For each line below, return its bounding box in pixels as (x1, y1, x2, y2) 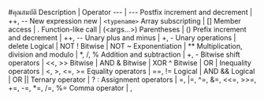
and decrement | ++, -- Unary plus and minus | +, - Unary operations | (8, 33, 236, 43)
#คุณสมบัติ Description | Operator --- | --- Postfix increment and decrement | (8, 8, 253, 17)
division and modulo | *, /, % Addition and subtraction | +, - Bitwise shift (8, 50, 240, 59)
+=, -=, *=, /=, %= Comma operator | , (8, 83, 132, 92)
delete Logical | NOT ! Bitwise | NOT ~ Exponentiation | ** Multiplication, (8, 42, 243, 50)
